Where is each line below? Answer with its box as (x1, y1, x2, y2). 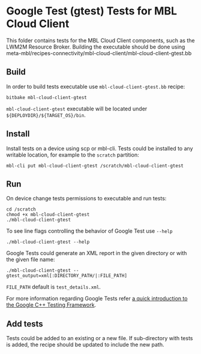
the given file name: (6, 256, 55, 263)
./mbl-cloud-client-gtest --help (6, 239, 90, 245)
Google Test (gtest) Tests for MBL (6, 4, 177, 18)
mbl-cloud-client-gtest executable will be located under (6, 105, 148, 112)
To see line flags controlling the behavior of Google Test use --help (6, 227, 173, 235)
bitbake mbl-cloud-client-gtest (6, 94, 87, 100)
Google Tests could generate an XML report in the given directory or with (6, 250, 187, 257)
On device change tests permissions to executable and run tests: (6, 195, 167, 202)
